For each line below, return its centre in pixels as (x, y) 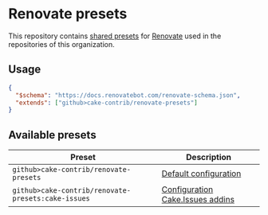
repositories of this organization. (61, 44)
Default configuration (201, 174)
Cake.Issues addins (198, 200)
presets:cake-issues (51, 199)
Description (209, 158)
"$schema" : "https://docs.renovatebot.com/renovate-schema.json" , (128, 95)
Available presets (53, 135)
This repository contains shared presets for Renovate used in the (115, 36)
